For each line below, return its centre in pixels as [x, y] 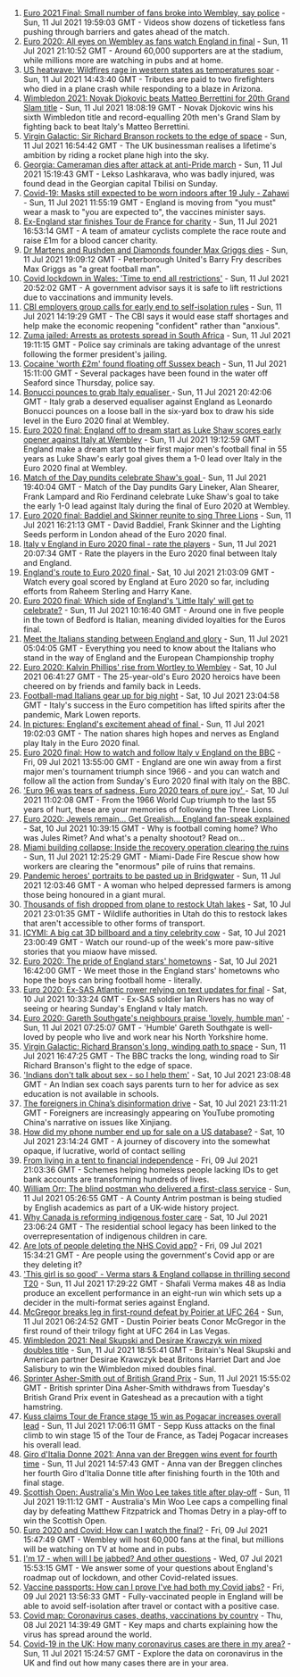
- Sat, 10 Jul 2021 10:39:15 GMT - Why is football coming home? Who [150, 828]
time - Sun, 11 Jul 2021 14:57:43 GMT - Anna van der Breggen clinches [153, 1464]
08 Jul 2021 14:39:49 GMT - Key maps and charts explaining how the [150, 1625]
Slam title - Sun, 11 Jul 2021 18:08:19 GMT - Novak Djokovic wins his [148, 108]
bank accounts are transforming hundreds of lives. [116, 1179]
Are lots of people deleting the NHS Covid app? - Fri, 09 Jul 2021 [142, 1245]
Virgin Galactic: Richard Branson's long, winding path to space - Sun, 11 [154, 1046]
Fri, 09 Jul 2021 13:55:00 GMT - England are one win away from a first [152, 762]
